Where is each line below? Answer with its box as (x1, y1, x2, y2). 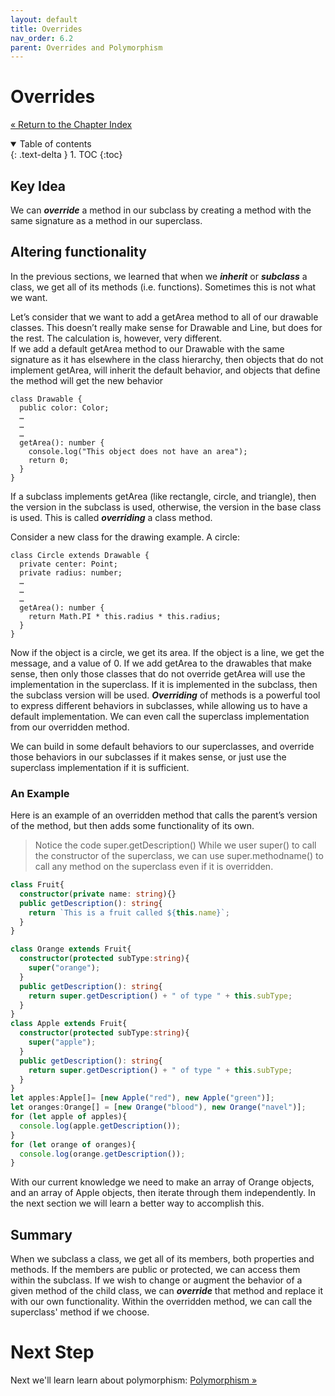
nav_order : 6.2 (10, 33, 74, 43)
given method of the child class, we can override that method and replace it (10, 1285, 323, 1297)
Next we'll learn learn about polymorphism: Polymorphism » (10, 1374, 258, 1386)
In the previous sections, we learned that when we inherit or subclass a (10, 270, 308, 282)
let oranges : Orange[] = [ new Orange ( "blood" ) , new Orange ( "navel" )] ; (10, 1102, 307, 1113)
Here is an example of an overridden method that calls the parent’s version (10, 809, 318, 821)
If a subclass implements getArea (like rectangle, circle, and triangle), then (10, 490, 317, 502)
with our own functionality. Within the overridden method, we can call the (10, 1296, 313, 1308)
